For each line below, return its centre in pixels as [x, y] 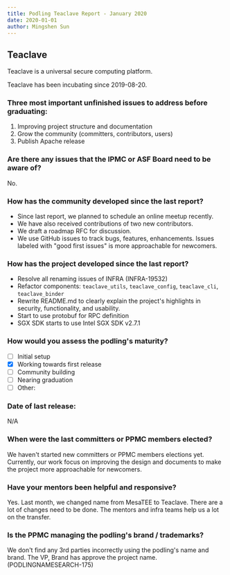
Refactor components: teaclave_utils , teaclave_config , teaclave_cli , [118, 286]
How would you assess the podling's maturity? [88, 341]
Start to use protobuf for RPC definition [73, 316]
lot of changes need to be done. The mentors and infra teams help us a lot [113, 509]
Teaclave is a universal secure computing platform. [80, 72]
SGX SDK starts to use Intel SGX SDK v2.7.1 [79, 323]
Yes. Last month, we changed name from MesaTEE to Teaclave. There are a [115, 502]
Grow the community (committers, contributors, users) [95, 134]
